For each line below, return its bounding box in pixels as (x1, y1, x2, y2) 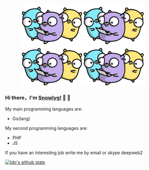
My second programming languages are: (5, 125, 88, 131)
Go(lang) (12, 115, 31, 121)
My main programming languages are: (5, 106, 83, 112)
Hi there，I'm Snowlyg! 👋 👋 (5, 94, 71, 101)
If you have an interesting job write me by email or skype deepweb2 (5, 150, 143, 156)
